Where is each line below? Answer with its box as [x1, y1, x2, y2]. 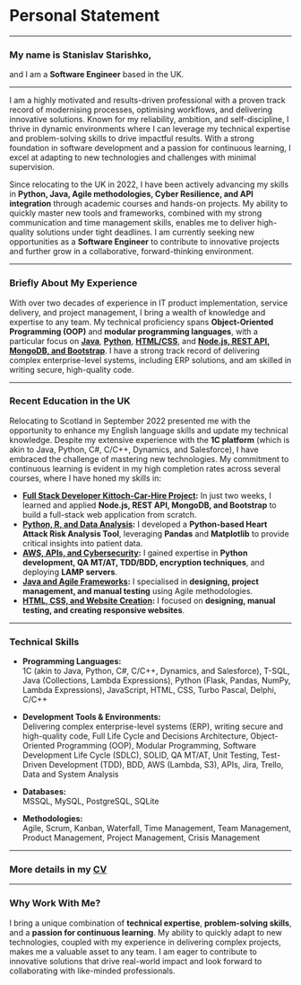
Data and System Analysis [21, 769, 119, 780]
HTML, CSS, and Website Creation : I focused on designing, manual [21, 595, 276, 606]
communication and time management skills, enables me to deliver [9, 217, 255, 228]
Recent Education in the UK [9, 395, 132, 407]
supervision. [9, 162, 56, 173]
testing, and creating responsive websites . [21, 604, 185, 616]
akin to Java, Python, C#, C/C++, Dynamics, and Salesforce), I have [9, 444, 259, 455]
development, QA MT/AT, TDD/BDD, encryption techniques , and [21, 556, 265, 567]
